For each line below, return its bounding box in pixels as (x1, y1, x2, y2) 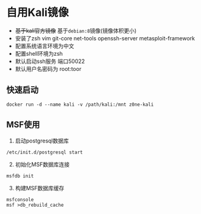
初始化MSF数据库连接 (15, 160, 70, 168)
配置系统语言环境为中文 (15, 42, 74, 50)
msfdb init (6, 172, 34, 179)
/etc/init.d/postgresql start (6, 149, 83, 155)
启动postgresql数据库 (15, 137, 69, 144)
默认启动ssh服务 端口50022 (15, 57, 85, 65)
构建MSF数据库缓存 (15, 184, 65, 191)
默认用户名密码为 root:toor (15, 65, 82, 72)
